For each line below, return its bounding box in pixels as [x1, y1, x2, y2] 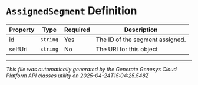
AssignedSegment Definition [6, 4, 137, 18]
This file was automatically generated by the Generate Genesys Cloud [6, 66, 177, 73]
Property [9, 25, 35, 34]
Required [64, 25, 90, 34]
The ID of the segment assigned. [95, 35, 186, 44]
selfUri [9, 45, 28, 53]
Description [124, 25, 158, 34]
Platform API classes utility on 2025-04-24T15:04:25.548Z [6, 72, 149, 79]
